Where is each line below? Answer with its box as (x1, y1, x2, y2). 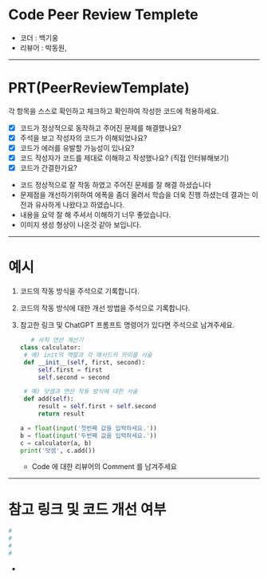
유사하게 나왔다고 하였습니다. (34, 200, 125, 210)
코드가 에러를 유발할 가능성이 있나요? (19, 144, 135, 152)
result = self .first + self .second (37, 403, 156, 411)
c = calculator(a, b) (19, 439, 92, 447)
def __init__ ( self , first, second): (23, 358, 146, 366)
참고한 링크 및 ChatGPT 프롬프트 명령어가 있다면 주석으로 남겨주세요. (19, 321, 235, 330)
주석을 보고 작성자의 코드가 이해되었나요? (19, 133, 148, 143)
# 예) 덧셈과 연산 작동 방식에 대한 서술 (23, 388, 138, 396)
